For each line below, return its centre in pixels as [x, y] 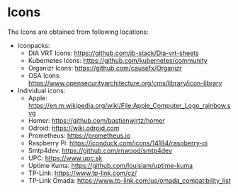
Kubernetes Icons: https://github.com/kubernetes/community [118, 60]
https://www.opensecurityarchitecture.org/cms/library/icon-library [125, 83]
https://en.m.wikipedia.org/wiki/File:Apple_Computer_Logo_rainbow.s [129, 105]
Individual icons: [41, 90]
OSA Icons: [45, 76]
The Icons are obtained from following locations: [78, 32]
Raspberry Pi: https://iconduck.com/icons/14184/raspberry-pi [118, 143]
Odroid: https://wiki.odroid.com [74, 128]
